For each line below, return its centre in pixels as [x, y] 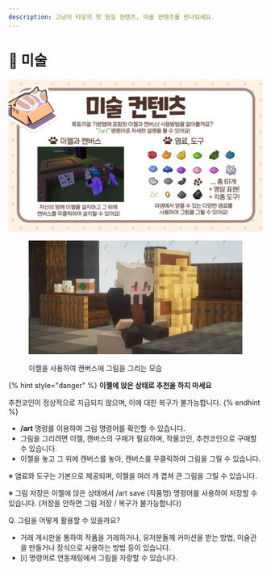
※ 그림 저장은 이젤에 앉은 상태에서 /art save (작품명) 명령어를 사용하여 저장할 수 [133, 492]
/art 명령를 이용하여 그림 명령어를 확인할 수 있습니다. [102, 428]
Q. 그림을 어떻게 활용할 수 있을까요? [65, 520]
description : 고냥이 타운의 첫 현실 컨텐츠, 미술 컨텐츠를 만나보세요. [112, 17]
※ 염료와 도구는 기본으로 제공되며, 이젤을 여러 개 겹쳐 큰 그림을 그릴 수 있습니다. [133, 475]
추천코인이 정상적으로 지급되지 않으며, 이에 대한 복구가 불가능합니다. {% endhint [134, 402]
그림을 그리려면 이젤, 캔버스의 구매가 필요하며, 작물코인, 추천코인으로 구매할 [138, 438]
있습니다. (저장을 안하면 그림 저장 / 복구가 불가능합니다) [95, 503]
